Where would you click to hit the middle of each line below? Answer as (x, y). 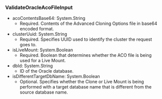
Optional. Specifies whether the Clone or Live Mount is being (82, 82)
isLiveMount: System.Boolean (43, 50)
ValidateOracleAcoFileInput (39, 7)
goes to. (28, 45)
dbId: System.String (32, 66)
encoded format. (37, 29)
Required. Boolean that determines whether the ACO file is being (86, 55)
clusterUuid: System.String (40, 34)
